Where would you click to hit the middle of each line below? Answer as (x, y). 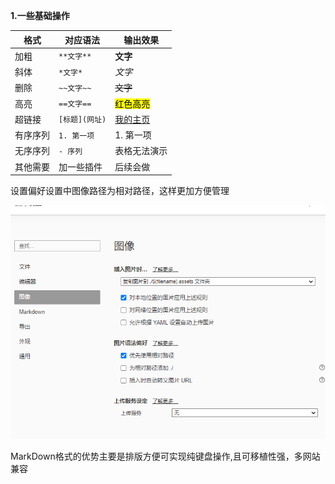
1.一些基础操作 (40, 15)
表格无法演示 (141, 151)
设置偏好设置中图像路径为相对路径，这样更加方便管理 (120, 190)
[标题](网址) (82, 120)
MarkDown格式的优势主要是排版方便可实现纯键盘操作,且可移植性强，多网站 (165, 456)
